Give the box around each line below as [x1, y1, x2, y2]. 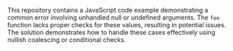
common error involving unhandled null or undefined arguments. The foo [7, 13, 220, 22]
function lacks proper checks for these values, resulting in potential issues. [7, 21, 227, 29]
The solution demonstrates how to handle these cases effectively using [7, 28, 216, 36]
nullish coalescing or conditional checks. [7, 36, 126, 44]
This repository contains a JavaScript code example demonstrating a [7, 6, 209, 14]
